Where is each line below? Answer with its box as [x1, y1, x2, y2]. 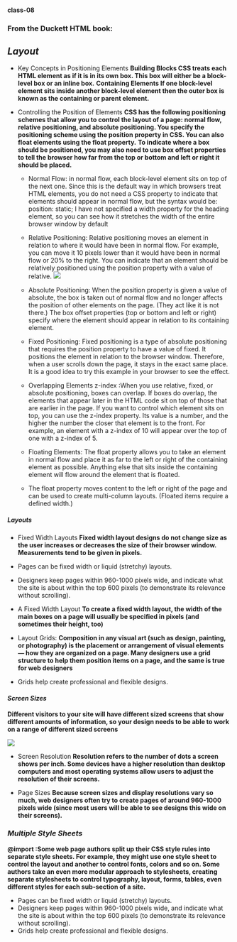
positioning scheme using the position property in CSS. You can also [17, 131, 225, 139]
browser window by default [28, 220, 109, 229]
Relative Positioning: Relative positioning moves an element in [28, 234, 209, 242]
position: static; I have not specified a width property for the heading [28, 204, 229, 213]
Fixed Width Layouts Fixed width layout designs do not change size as [17, 533, 227, 542]
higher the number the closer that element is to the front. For [28, 419, 206, 427]
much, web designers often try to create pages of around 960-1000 [17, 796, 222, 804]
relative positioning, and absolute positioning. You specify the [17, 123, 204, 131]
